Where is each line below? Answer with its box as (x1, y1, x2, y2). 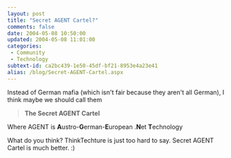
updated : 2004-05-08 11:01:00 (7, 36, 96, 43)
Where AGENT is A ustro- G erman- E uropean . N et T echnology (7, 122, 183, 131)
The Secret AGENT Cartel (24, 109, 100, 117)
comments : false (7, 23, 55, 30)
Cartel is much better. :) (7, 143, 76, 152)
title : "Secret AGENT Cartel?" (7, 17, 99, 24)
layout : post (7, 10, 45, 17)
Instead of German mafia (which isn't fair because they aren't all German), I (7, 88, 225, 96)
